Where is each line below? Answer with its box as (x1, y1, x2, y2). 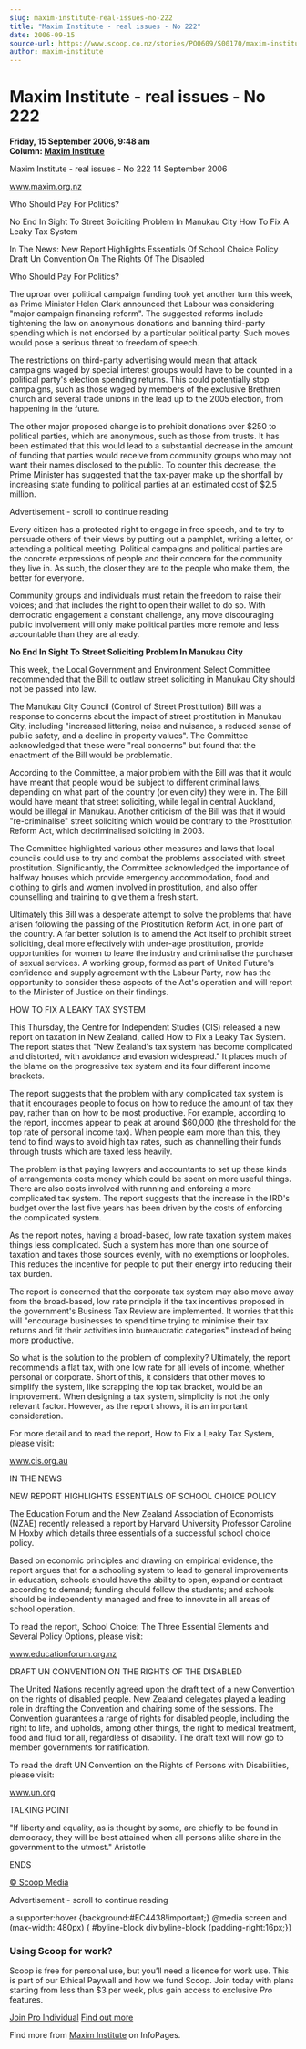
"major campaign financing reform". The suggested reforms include (9, 308, 264, 319)
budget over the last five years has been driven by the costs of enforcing (9, 1202, 283, 1213)
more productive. (9, 1334, 75, 1345)
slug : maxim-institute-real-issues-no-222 (9, 13, 173, 23)
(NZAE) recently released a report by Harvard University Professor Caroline (9, 1519, 292, 1529)
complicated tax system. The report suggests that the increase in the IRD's (9, 1193, 291, 1204)
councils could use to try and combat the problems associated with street (9, 853, 286, 864)
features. (9, 1994, 44, 2005)
